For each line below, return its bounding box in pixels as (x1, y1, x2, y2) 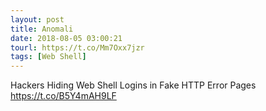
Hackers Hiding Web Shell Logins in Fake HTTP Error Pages (10, 79, 257, 91)
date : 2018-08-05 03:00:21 (10, 33, 123, 43)
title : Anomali (10, 24, 74, 34)
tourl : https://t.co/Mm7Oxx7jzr (10, 42, 145, 53)
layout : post (10, 14, 65, 25)
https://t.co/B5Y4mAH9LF (10, 90, 117, 102)
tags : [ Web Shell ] (10, 52, 87, 62)
